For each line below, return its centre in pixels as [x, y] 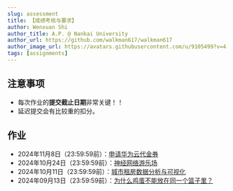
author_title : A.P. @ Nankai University [68, 34]
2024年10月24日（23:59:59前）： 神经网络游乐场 [87, 163]
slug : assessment [33, 14]
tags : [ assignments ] [38, 54]
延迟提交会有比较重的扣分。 [58, 111]
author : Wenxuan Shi [38, 27]
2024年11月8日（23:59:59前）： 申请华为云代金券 [88, 154]
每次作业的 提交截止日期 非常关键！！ [70, 102]
